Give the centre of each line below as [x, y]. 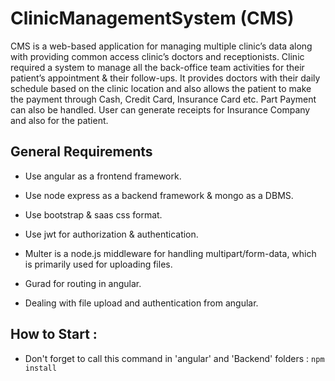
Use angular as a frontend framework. [103, 176]
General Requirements [81, 152]
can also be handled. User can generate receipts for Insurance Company [160, 109]
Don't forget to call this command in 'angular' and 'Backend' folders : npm [174, 358]
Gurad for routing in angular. [83, 283]
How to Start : [54, 334]
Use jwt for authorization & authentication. [111, 234]
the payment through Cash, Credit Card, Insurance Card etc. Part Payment [163, 99]
